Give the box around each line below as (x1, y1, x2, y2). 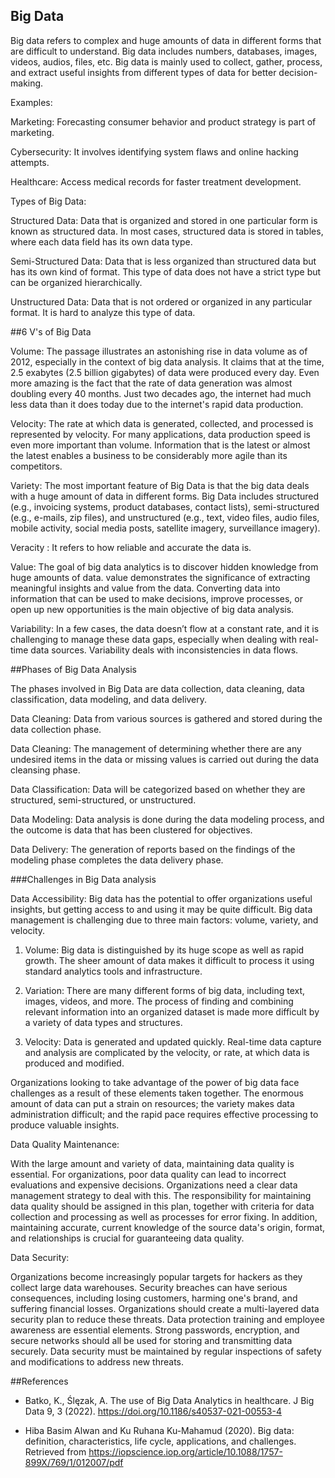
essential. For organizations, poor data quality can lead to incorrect (10, 1168, 287, 1180)
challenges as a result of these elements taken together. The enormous (10, 1087, 304, 1099)
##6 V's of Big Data (10, 325, 92, 338)
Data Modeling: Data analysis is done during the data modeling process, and (10, 813, 325, 825)
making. (10, 77, 44, 89)
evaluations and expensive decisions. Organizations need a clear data (10, 1179, 298, 1191)
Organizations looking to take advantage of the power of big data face (10, 1076, 300, 1088)
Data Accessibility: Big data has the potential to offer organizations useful (10, 892, 313, 904)
